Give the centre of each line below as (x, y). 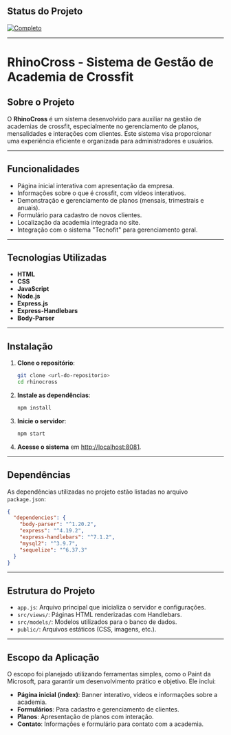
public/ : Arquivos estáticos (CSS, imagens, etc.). (87, 630)
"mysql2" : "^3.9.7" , (49, 543)
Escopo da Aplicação (53, 657)
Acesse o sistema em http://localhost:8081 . (79, 447)
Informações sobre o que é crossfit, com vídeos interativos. (101, 193)
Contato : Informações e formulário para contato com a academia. (110, 724)
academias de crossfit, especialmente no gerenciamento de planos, (103, 126)
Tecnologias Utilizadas (57, 258)
